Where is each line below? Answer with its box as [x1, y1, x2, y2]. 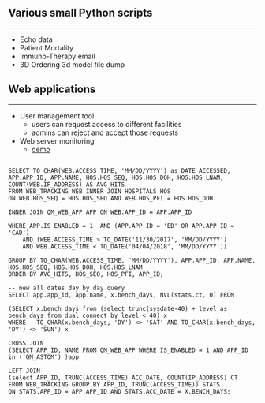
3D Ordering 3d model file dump [19, 59, 125, 69]
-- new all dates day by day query [8, 284, 125, 292]
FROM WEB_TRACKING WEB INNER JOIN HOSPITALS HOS [8, 187, 171, 196]
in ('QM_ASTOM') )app [8, 353, 80, 361]
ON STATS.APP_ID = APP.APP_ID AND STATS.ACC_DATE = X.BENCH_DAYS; [8, 387, 231, 395]
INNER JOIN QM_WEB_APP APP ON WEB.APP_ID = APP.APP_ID [8, 208, 192, 216]
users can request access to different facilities [31, 119, 182, 129]
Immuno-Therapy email [19, 51, 96, 61]
